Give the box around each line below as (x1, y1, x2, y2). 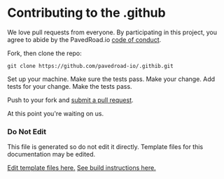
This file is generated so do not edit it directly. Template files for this (7, 143, 204, 151)
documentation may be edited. (7, 150, 96, 159)
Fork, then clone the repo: (7, 49, 82, 57)
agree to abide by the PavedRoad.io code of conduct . (7, 35, 162, 43)
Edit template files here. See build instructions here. (7, 164, 156, 172)
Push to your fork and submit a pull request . (7, 96, 134, 104)
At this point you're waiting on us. (7, 109, 104, 117)
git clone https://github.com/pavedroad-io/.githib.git (7, 62, 174, 69)
